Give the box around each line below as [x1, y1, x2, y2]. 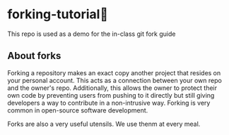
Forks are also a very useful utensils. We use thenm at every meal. [7, 120, 201, 128]
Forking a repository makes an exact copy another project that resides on [7, 68, 221, 77]
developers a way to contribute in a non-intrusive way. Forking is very [7, 98, 211, 107]
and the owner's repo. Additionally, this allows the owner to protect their [7, 84, 218, 92]
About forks [7, 50, 61, 62]
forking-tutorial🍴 [7, 6, 108, 22]
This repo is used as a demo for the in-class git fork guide [7, 30, 176, 38]
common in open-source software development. [7, 105, 148, 115]
